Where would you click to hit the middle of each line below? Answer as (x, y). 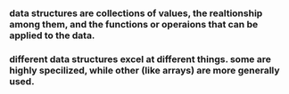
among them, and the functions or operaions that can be (134, 24)
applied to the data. (52, 35)
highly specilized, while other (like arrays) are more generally (144, 70)
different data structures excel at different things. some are (140, 59)
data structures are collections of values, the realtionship (136, 13)
